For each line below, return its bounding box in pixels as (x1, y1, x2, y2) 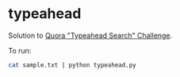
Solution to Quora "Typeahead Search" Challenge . (8, 31, 173, 40)
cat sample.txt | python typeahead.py (8, 60, 136, 69)
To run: (8, 46, 32, 55)
